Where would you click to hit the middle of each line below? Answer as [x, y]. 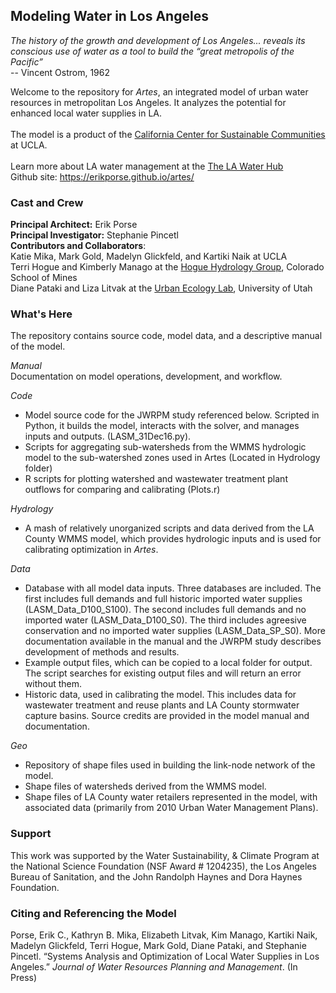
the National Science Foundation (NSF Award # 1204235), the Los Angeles [163, 866]
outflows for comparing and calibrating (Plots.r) [122, 490]
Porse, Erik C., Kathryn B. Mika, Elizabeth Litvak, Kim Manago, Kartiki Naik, [164, 935]
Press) [24, 977]
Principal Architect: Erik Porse [74, 225]
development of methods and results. [102, 652]
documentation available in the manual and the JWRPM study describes [173, 641]
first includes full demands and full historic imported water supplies [163, 599]
